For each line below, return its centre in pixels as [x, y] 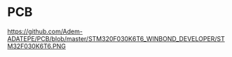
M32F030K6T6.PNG [37, 46]
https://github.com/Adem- [45, 31]
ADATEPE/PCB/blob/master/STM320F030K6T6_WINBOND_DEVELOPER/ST [116, 38]
